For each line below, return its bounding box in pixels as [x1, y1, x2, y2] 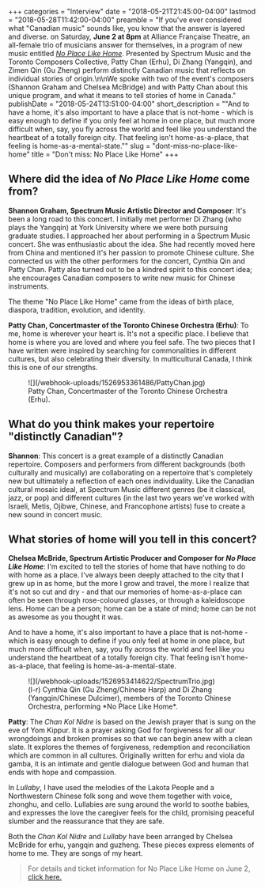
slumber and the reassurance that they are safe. [8, 816, 165, 826]
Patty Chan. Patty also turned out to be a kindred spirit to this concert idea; [8, 264, 253, 274]
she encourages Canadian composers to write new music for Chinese [8, 273, 236, 282]
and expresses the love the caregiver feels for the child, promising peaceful [8, 808, 255, 818]
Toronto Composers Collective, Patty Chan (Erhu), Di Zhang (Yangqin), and [8, 57, 252, 66]
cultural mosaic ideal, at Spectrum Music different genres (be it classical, [8, 484, 246, 494]
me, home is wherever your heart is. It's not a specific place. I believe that [8, 328, 249, 339]
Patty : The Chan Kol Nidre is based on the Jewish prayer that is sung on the [8, 717, 256, 727]
